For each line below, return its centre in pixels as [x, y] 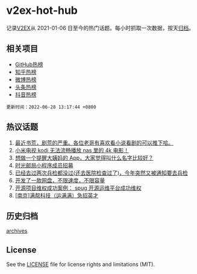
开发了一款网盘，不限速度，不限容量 [60, 180]
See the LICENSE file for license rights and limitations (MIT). [81, 264]
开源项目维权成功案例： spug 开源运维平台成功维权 [78, 188]
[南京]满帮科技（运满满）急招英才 [57, 195]
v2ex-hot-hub [42, 11]
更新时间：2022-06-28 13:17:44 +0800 [51, 107]
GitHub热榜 [29, 64]
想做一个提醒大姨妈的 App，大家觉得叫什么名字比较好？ [84, 158]
